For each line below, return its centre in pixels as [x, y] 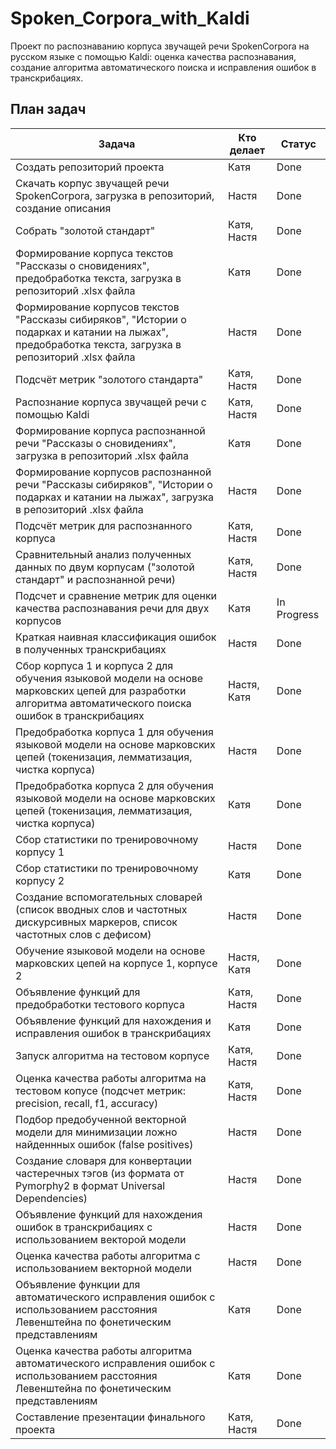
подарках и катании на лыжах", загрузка [115, 497]
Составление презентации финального [110, 1417]
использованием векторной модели [103, 1268]
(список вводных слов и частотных [101, 909]
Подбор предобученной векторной [101, 1119]
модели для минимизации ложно [96, 1132]
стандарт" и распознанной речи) [96, 579]
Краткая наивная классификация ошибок [116, 637]
